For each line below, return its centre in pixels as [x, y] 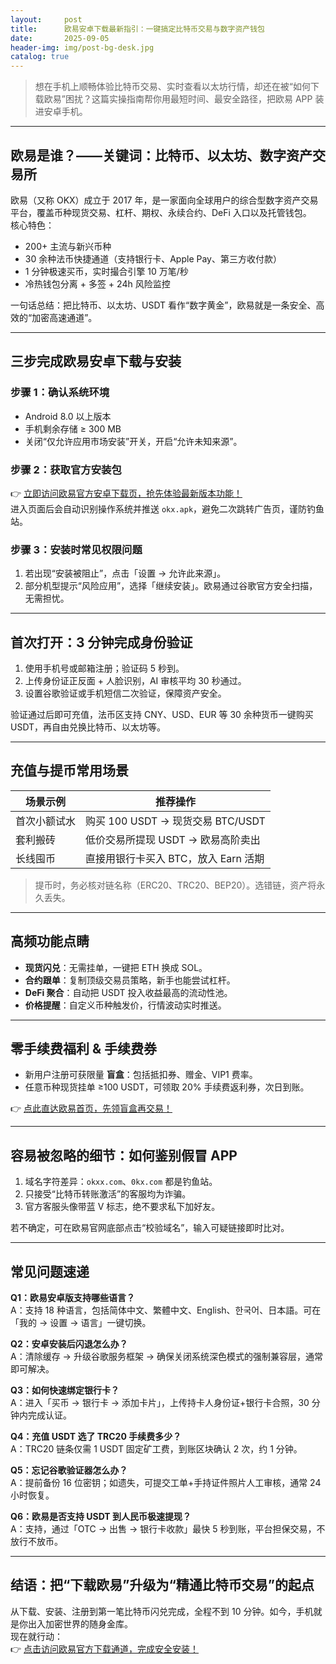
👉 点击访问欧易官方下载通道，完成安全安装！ [105, 1648]
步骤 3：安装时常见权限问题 [76, 549]
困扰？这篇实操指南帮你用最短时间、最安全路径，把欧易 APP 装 [194, 99]
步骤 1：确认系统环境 [60, 393]
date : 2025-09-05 [60, 38]
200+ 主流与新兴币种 [68, 246]
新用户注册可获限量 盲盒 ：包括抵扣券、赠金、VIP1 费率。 [141, 1075]
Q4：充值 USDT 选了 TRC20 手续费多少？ [96, 1437]
